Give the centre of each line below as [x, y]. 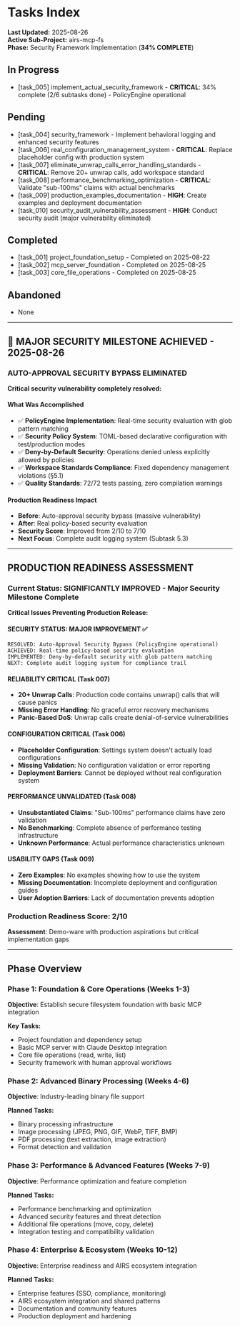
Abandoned [34, 295]
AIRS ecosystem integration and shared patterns [89, 1301]
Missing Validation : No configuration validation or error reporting [114, 765]
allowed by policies [46, 460]
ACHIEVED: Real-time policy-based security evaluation [91, 651]
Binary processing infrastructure [65, 1124]
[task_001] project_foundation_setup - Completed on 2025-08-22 [114, 257]
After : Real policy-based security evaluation [82, 524]
